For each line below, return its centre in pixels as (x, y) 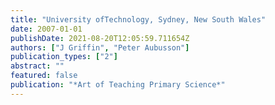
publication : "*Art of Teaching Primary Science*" (118, 85)
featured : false (44, 76)
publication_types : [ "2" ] (64, 57)
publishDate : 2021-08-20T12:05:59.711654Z (100, 38)
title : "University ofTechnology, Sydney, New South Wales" (138, 19)
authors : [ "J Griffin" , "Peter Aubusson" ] (100, 47)
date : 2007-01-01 (46, 29)
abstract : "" (37, 66)
